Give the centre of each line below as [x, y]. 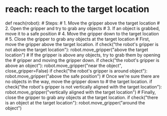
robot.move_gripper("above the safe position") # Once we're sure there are [82, 76]
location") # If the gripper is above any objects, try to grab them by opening [83, 55]
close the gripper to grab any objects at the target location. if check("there [82, 97]
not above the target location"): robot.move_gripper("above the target [77, 49]
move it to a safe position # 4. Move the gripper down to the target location [82, 33]
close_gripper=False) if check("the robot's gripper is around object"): [77, 70]
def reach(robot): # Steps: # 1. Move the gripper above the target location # [83, 23]
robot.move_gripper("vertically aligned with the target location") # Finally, [81, 92]
